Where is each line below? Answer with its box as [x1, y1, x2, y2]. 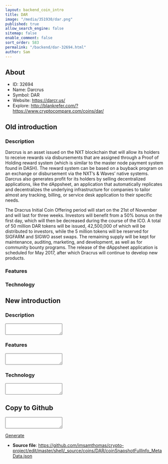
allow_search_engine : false [5, 26, 64, 31]
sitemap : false [5, 31, 37, 36]
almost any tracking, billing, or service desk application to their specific [5, 192, 152, 198]
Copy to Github [5, 403, 54, 412]
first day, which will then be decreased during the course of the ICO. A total [5, 218, 161, 224]
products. [5, 255, 25, 261]
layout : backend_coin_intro [5, 7, 64, 13]
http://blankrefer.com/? [31, 103, 79, 109]
